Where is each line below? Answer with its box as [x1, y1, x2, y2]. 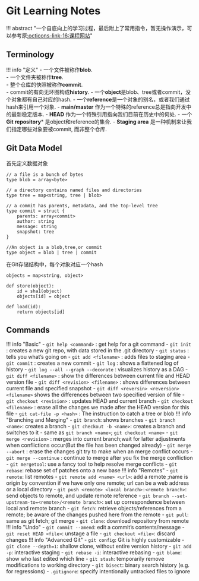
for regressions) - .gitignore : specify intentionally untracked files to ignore [6, 568, 191, 575]
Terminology [6, 49, 55, 60]
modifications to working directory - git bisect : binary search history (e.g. [6, 561, 190, 569]
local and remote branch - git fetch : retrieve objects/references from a [6, 505, 182, 512]
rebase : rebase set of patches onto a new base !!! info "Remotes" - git [6, 467, 178, 474]
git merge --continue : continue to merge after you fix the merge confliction [6, 454, 193, 462]
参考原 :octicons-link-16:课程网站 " [11, 31, 93, 39]
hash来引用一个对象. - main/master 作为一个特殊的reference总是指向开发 [6, 103, 187, 110]
